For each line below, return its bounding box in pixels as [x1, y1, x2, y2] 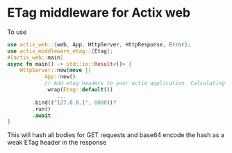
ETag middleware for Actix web [7, 5, 191, 21]
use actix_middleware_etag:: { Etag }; [7, 47, 113, 55]
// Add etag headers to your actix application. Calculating [44, 80, 226, 87]
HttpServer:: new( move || [19, 67, 92, 74]
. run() [32, 105, 51, 112]
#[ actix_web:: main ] [7, 54, 64, 61]
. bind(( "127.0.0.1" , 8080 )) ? [32, 99, 117, 106]
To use [7, 28, 27, 36]
